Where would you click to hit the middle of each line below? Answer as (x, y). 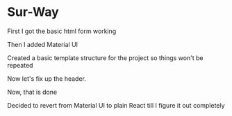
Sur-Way (33, 12)
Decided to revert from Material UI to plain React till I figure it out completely (116, 105)
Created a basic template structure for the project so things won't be (105, 58)
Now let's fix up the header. (47, 78)
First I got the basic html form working (62, 31)
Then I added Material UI (43, 44)
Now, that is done (32, 92)
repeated (20, 65)
